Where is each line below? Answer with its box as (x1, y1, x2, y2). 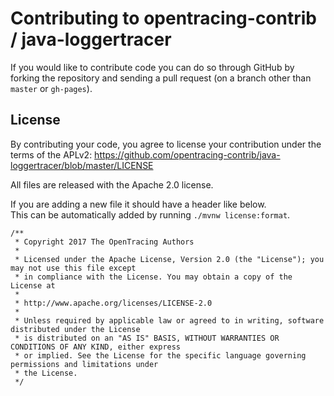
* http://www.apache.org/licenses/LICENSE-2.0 (14, 298, 213, 308)
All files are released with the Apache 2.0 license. (10, 178, 214, 191)
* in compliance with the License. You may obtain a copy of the (14, 272, 293, 282)
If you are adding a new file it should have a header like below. (10, 198, 267, 210)
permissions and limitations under (10, 359, 159, 369)
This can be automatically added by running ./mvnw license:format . (10, 208, 291, 221)
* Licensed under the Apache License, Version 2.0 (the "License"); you (14, 254, 325, 264)
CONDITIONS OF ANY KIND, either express (10, 342, 182, 352)
